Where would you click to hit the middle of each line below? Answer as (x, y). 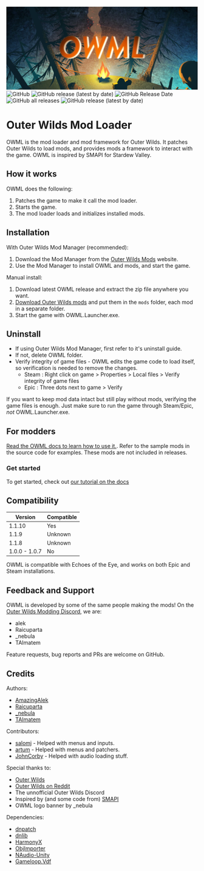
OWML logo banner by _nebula (54, 805)
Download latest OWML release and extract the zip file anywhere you (102, 289)
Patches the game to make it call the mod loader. (76, 200)
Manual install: (24, 277)
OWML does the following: (39, 189)
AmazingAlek (32, 700)
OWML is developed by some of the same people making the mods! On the (100, 605)
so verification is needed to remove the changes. (76, 368)
